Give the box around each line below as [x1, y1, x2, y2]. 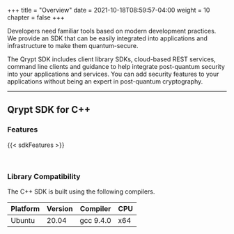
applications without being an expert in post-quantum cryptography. [7, 77, 203, 86]
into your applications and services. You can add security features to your [7, 70, 219, 78]
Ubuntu [10, 215, 36, 225]
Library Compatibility [7, 171, 81, 181]
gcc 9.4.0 [79, 215, 111, 225]
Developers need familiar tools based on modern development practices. [7, 27, 217, 35]
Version [46, 203, 73, 213]
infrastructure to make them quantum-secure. [7, 42, 139, 49]
